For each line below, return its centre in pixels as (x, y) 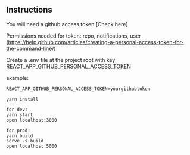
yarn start (20, 115)
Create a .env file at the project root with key (61, 60)
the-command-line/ (30, 48)
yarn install (22, 99)
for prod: (18, 131)
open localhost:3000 (32, 120)
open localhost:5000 (32, 146)
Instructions (29, 10)
